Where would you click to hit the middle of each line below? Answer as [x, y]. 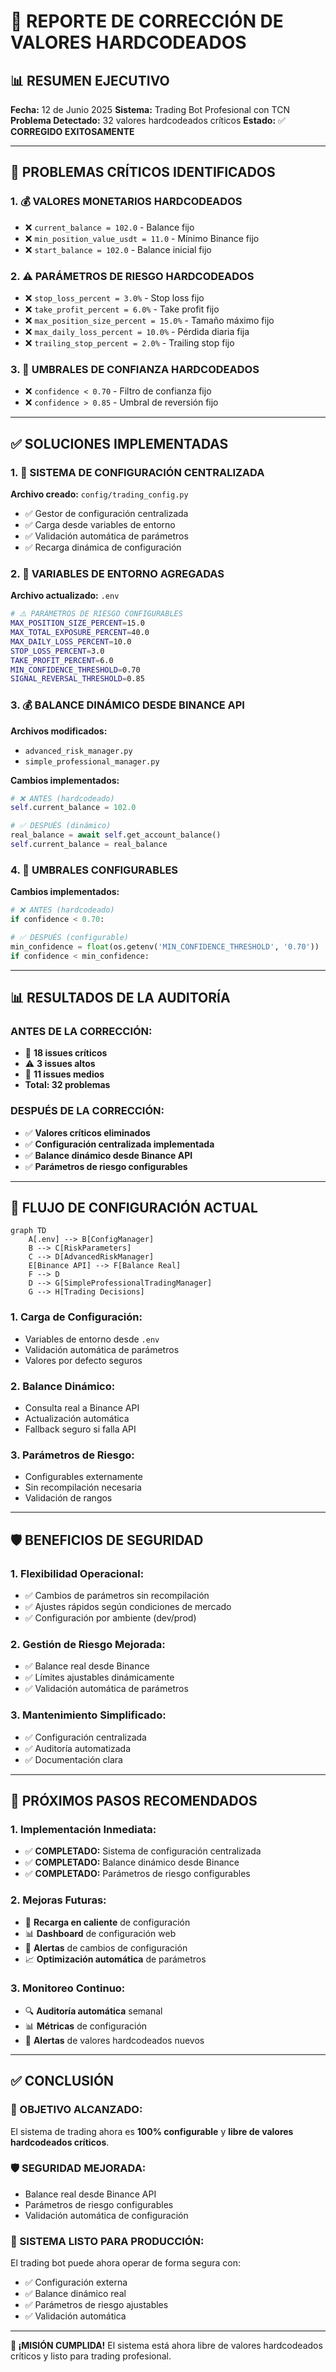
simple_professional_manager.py [92, 761]
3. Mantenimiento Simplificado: [88, 1715]
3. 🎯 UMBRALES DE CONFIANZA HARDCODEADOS [135, 369]
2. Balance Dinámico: [63, 1386]
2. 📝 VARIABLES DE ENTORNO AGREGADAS [117, 573]
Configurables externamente [84, 1477]
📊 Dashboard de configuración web [100, 1933]
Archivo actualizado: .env [65, 596]
